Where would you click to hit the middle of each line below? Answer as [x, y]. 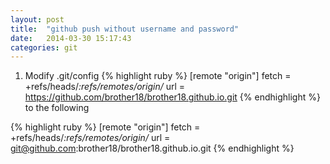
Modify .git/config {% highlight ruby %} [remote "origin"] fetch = [158, 76]
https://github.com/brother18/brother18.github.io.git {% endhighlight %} [172, 97]
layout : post [37, 19]
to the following [57, 108]
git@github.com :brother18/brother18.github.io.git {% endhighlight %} [152, 148]
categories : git [44, 47]
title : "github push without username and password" [125, 29]
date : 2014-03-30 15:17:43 [71, 38]
